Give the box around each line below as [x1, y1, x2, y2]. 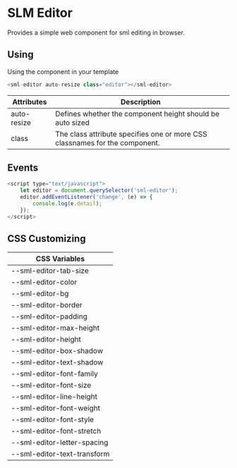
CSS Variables [35, 254, 85, 264]
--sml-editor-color [11, 277, 78, 287]
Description [121, 97, 161, 106]
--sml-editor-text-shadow [11, 357, 104, 367]
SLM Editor [7, 5, 73, 21]
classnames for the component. [55, 137, 160, 147]
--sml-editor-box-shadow [11, 345, 104, 355]
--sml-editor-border [11, 300, 83, 309]
